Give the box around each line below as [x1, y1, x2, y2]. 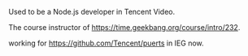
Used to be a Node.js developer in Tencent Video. [8, 7, 176, 16]
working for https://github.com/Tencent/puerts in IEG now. [8, 38, 205, 48]
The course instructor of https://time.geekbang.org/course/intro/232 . [8, 23, 241, 32]
